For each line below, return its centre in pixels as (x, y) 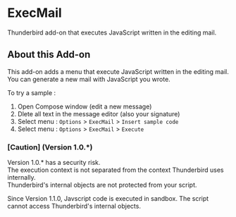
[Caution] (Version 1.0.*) (50, 147)
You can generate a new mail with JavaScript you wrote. (89, 79)
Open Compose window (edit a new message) (85, 106)
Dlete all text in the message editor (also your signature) (99, 113)
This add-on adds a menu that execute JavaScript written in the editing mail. (118, 71)
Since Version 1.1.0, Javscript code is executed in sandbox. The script (108, 199)
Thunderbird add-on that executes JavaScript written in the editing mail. (112, 32)
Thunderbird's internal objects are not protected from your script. (102, 185)
